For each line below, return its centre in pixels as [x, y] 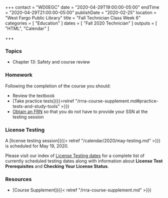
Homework [19, 75]
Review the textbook [33, 95]
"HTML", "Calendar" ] [27, 28]
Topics [14, 51]
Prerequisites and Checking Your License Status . [57, 166]
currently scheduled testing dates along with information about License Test [84, 161]
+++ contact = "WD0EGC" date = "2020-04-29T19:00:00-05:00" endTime [82, 7]
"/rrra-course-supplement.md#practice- [117, 101]
